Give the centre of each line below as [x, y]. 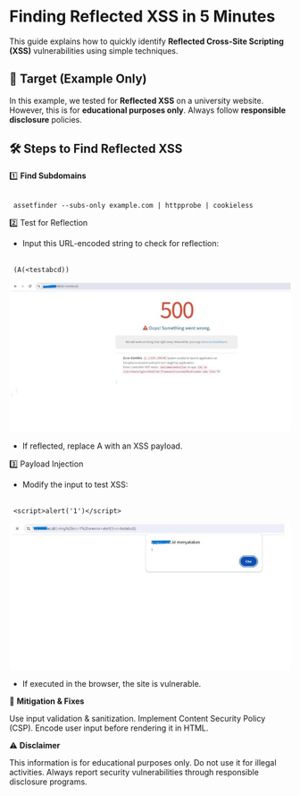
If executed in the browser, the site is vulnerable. [112, 684]
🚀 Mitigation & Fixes [47, 701]
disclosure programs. [48, 782]
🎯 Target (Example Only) [78, 79]
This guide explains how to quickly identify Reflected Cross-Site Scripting [146, 41]
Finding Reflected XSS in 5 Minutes [142, 17]
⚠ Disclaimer [35, 746]
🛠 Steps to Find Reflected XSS [96, 149]
